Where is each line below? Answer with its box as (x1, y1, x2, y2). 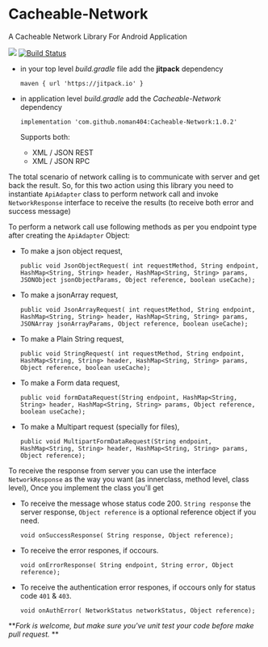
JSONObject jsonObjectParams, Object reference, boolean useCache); (19, 275, 256, 284)
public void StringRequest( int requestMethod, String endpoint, (19, 349, 245, 358)
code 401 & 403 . (19, 590, 72, 600)
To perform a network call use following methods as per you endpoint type (8, 221, 257, 231)
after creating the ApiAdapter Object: (8, 230, 131, 240)
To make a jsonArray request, (19, 290, 119, 300)
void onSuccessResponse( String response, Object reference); (19, 531, 234, 540)
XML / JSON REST (31, 147, 94, 158)
